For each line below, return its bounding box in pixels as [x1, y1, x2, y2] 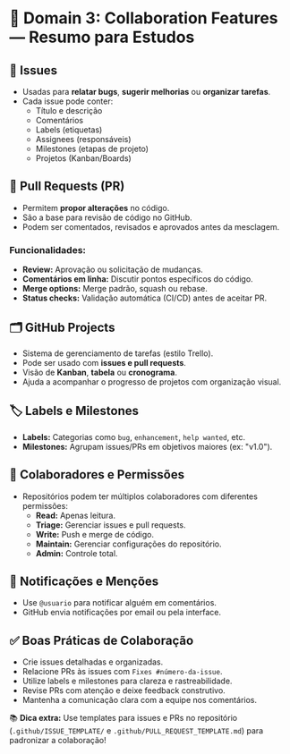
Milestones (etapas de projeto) [35, 143, 149, 154]
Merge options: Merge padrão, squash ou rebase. [21, 284, 208, 294]
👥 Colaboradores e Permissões [9, 467, 185, 482]
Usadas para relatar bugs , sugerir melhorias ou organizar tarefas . [21, 87, 271, 97]
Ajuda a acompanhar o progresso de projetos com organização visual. [21, 376, 282, 387]
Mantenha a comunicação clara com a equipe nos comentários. [21, 695, 258, 706]
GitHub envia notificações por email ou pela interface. [21, 607, 222, 618]
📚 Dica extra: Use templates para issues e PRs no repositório [9, 713, 238, 724]
